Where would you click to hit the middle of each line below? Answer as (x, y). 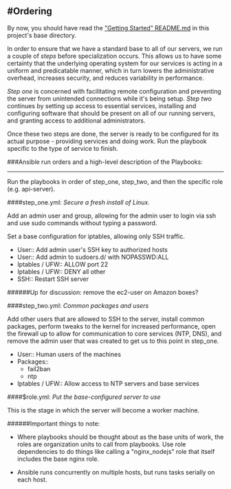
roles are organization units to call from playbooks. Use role (101, 444)
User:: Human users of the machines (69, 354)
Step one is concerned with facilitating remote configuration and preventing (114, 91)
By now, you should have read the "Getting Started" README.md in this (108, 28)
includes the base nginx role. (58, 459)
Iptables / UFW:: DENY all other (61, 271)
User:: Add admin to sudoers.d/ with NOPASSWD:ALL (93, 257)
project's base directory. (42, 35)
